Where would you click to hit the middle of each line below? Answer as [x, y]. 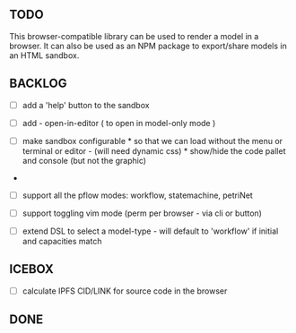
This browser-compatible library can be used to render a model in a [134, 36]
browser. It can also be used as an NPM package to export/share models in [148, 46]
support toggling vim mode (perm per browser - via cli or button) [142, 213]
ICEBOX [31, 269]
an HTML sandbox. [44, 55]
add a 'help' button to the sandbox [86, 105]
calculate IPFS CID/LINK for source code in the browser [125, 291]
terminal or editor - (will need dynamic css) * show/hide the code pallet [154, 150]
